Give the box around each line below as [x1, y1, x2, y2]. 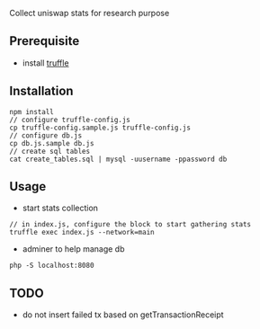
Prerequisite [9, 33, 80, 49]
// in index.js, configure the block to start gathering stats [9, 220, 252, 229]
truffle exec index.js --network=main [9, 228, 155, 237]
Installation [9, 84, 74, 99]
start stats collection [22, 202, 99, 214]
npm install [9, 107, 54, 116]
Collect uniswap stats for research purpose [9, 8, 170, 18]
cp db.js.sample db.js [9, 138, 94, 147]
